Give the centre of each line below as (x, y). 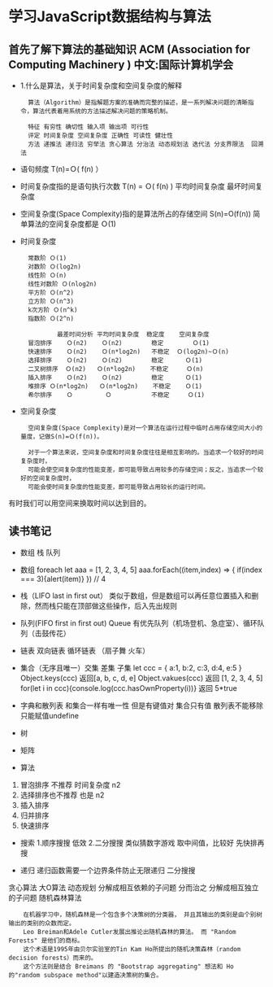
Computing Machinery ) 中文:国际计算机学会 (121, 65)
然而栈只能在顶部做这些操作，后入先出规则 (106, 605)
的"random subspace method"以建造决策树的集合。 (85, 975)
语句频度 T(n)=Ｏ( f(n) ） (61, 169)
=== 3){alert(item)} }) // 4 (63, 579)
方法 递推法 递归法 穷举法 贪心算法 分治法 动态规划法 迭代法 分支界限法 (136, 144)
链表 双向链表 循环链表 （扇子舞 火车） (85, 650)
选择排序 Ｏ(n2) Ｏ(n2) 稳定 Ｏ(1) (115, 360)
